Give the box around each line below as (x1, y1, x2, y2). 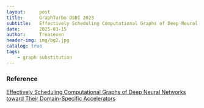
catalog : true (6, 43, 43, 49)
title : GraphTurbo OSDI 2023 (6, 15, 95, 21)
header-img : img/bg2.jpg (6, 37, 70, 43)
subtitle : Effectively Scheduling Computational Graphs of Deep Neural (6, 20, 199, 26)
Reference (6, 74, 38, 83)
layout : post (6, 9, 51, 15)
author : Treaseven (6, 32, 64, 38)
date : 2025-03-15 (6, 26, 67, 32)
